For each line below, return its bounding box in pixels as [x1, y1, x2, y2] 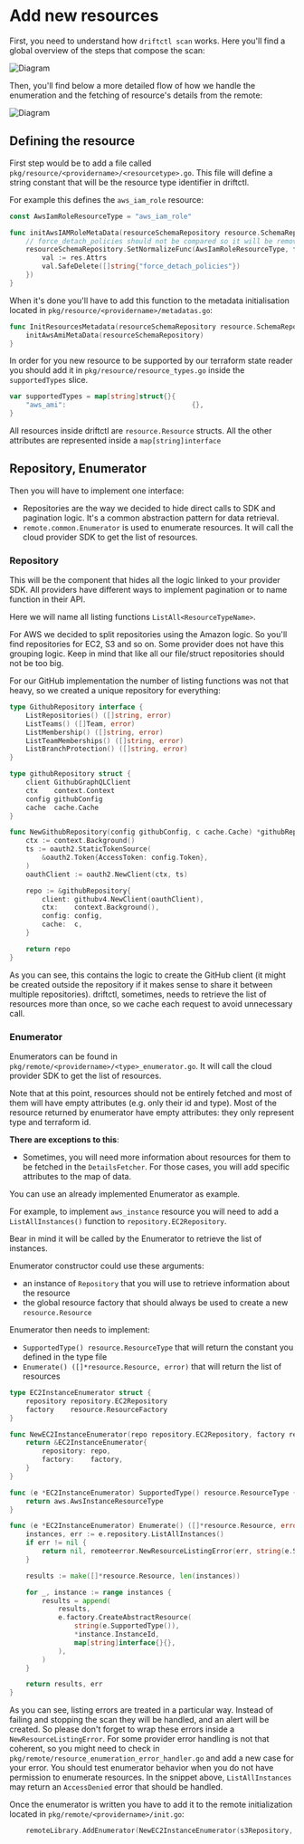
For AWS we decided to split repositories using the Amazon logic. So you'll [9, 629, 288, 640]
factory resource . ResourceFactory [25, 1405, 168, 1414]
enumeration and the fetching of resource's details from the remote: [9, 90, 263, 100]
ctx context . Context [25, 786, 116, 795]
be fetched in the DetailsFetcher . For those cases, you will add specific [22, 1161, 290, 1172]
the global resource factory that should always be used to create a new [22, 1297, 289, 1308]
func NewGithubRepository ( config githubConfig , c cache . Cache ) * [9, 827, 261, 837]
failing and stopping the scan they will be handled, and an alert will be [9, 1715, 270, 1725]
